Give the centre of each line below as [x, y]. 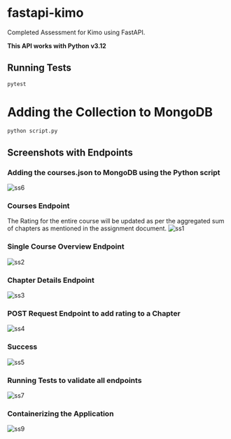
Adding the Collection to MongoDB [110, 112]
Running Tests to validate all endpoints [75, 380]
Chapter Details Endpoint [51, 280]
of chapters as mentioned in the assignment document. [87, 228]
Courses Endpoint [38, 206]
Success [22, 347]
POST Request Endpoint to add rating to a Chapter [94, 313]
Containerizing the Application [61, 413]
